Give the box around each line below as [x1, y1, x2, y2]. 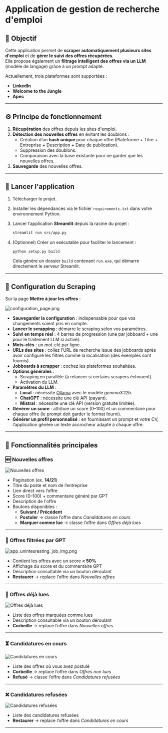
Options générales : [12, 368, 54, 374]
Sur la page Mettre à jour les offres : [5, 296, 81, 302]
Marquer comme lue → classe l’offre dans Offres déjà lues [19, 520, 141, 526]
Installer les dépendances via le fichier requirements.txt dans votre [12, 205, 152, 211]
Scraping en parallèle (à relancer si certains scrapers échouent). [19, 374, 152, 380]
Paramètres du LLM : [12, 384, 56, 390]
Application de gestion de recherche [5, 4, 160, 15]
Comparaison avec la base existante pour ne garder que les [19, 152, 143, 158]
